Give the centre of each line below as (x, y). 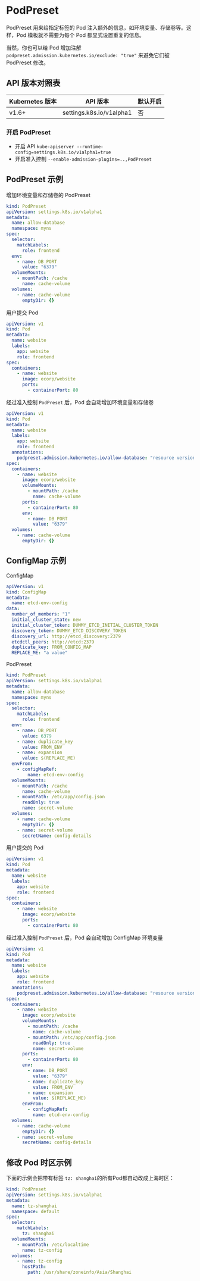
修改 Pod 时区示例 (39, 1162)
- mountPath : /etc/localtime (53, 1245)
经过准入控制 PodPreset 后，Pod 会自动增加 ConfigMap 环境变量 (85, 938)
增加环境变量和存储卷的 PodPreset (49, 195)
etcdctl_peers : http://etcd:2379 (53, 642)
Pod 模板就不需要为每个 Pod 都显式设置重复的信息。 (80, 35)
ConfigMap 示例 (36, 561)
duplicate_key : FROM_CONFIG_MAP (52, 647)
